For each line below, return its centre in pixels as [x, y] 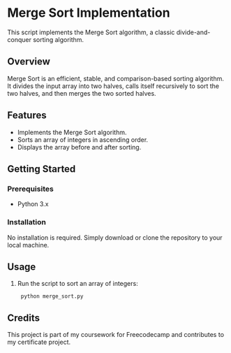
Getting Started [42, 169]
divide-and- [193, 32]
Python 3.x [33, 204]
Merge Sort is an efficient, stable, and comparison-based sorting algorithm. [116, 78]
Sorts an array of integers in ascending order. [83, 139]
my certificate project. [39, 342]
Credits [24, 318]
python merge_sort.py [52, 296]
